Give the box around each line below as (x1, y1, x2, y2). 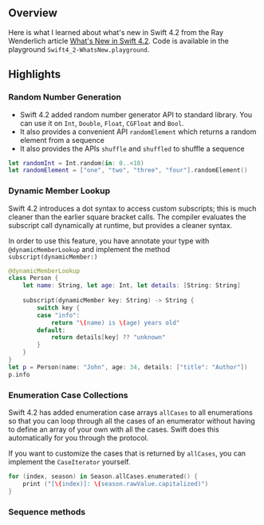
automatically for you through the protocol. (8, 432, 149, 442)
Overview (8, 6, 58, 20)
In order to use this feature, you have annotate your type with (8, 235, 210, 246)
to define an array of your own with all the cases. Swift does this (8, 424, 219, 434)
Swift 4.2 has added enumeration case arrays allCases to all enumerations (8, 407, 253, 417)
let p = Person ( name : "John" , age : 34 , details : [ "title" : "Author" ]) (8, 363, 248, 371)
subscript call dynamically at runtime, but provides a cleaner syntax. (8, 220, 233, 230)
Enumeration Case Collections (8, 389, 128, 401)
